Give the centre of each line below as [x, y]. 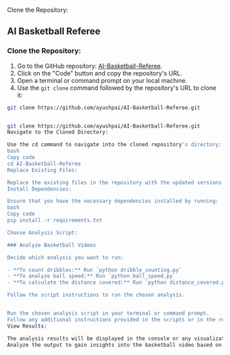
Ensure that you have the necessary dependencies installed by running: [113, 201]
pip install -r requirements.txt [55, 221]
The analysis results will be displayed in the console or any [99, 339]
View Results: [27, 326]
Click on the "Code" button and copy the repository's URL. [100, 73]
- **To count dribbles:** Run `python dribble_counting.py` [95, 270]
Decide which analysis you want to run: [66, 257]
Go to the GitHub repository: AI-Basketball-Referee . [90, 66]
